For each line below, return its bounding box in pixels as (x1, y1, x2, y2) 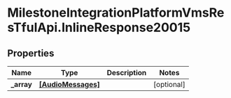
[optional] (153, 80, 185, 89)
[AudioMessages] (38, 80, 100, 89)
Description (106, 68, 147, 77)
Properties (7, 47, 55, 59)
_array (10, 80, 33, 89)
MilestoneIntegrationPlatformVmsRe (7, 5, 225, 21)
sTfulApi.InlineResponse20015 (7, 19, 191, 35)
